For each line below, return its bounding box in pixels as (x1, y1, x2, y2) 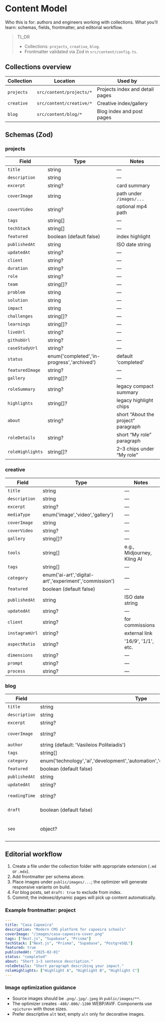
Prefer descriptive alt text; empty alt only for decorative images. (12, 1011, 145, 1017)
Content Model (5, 3, 67, 14)
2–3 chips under (116, 445, 155, 452)
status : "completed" (5, 954, 48, 960)
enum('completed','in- (47, 353, 101, 360)
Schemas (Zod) (5, 131, 53, 139)
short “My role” (116, 431, 152, 438)
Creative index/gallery (97, 100, 148, 107)
